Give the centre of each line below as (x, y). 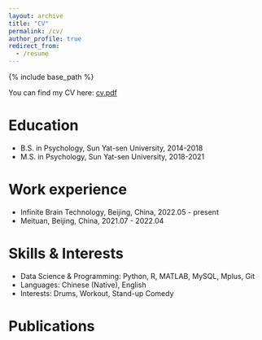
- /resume (32, 54)
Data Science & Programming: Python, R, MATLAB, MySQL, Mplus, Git (138, 276)
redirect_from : (34, 46)
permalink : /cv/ (36, 31)
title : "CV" (28, 24)
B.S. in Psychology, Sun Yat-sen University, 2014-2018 (111, 148)
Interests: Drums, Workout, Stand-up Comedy (97, 293)
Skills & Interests (66, 254)
